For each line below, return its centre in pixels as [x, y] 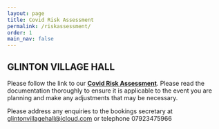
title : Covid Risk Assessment [51, 20]
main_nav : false [30, 39]
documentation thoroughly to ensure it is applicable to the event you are [110, 91]
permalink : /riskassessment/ [49, 26]
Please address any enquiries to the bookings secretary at [90, 111]
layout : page [26, 13]
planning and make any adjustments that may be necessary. [93, 97]
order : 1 [20, 33]
